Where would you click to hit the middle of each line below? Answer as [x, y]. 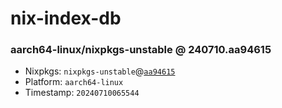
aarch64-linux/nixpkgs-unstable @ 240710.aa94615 [141, 50]
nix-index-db [66, 18]
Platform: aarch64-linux [74, 82]
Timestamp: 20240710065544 [82, 93]
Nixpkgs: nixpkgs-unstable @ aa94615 [100, 71]
